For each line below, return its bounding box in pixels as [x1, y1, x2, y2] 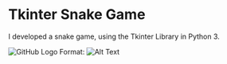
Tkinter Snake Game [8, 6, 146, 24]
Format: [59, 47, 85, 56]
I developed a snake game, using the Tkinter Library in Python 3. [8, 32, 221, 41]
